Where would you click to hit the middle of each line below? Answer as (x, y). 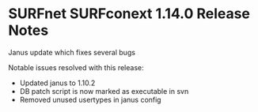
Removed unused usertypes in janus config (90, 99)
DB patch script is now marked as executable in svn (104, 91)
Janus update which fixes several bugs (72, 52)
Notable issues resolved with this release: (76, 67)
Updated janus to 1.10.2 (57, 83)
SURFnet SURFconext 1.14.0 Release (129, 14)
